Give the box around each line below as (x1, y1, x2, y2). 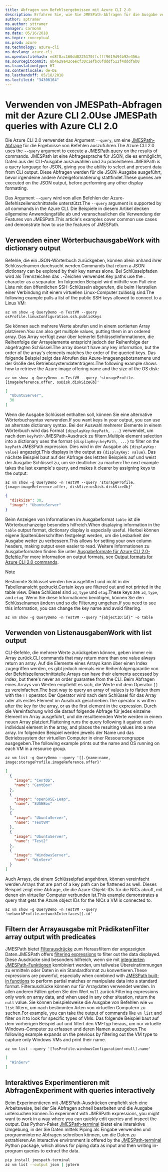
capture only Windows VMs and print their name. (5, 1037, 106, 1043)
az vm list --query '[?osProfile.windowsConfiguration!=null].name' (5, 1046, 151, 1051)
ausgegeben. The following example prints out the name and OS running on (5, 740, 160, 747)
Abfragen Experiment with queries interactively (5, 1086, 155, 1095)
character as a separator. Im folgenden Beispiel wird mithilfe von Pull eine (5, 278, 156, 284)
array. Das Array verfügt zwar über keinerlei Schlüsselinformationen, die (5, 334, 154, 340)
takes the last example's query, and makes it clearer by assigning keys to (5, 465, 156, 471)
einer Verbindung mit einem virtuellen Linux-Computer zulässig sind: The (5, 289, 154, 295)
